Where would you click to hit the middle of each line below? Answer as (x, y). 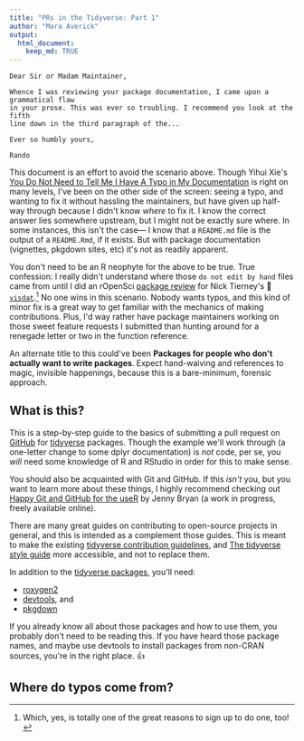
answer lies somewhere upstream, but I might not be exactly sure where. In (149, 221)
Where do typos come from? (91, 687)
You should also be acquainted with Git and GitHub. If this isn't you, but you (150, 479)
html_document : (46, 43)
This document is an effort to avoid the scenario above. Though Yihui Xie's (148, 172)
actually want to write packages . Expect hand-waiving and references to (147, 362)
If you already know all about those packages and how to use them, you (143, 626)
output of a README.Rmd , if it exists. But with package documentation (135, 240)
